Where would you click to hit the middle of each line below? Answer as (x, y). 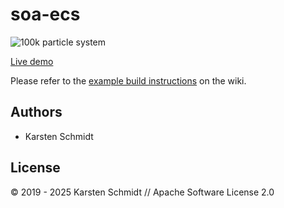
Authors (36, 112)
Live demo (32, 61)
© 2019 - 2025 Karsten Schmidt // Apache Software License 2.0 (142, 192)
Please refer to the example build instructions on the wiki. (128, 80)
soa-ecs (45, 14)
